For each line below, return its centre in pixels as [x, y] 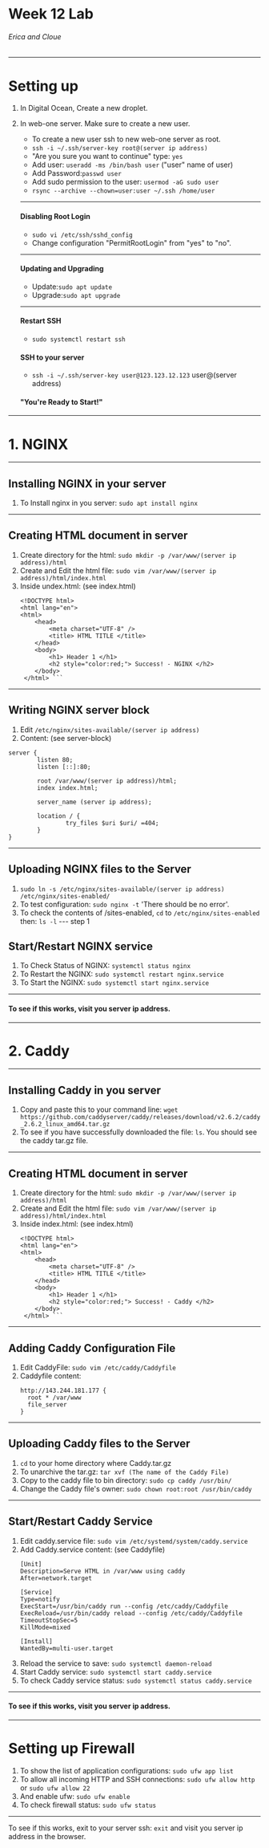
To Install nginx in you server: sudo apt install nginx [109, 503]
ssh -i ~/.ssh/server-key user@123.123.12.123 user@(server [134, 375]
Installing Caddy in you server [85, 1090]
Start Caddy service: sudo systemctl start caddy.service [116, 1671]
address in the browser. [47, 1836]
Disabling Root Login [55, 216]
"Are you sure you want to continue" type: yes [107, 157]
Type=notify [40, 1599]
